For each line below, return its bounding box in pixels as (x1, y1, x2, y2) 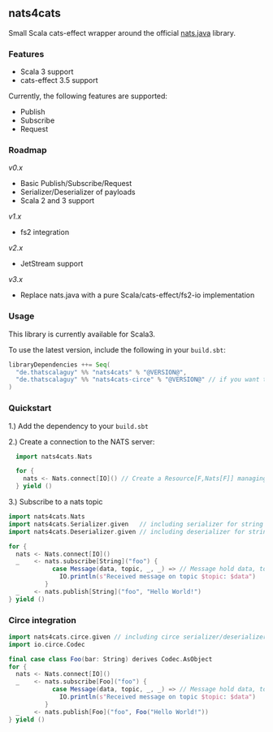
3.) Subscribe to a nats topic (8, 497, 103, 506)
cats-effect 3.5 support (19, 76, 98, 85)
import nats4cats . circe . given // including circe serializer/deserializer (8, 633, 267, 641)
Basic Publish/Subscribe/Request (19, 179, 132, 188)
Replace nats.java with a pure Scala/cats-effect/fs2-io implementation (19, 290, 255, 300)
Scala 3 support (19, 67, 74, 76)
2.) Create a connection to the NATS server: (8, 436, 155, 446)
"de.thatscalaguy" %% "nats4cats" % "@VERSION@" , (15, 368, 187, 376)
